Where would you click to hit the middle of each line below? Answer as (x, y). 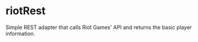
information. (21, 33)
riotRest (26, 11)
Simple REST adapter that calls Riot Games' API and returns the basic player (99, 27)
